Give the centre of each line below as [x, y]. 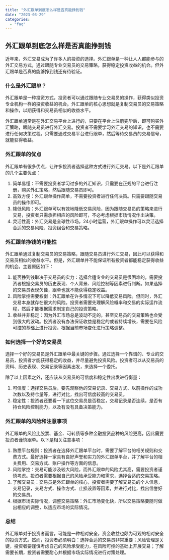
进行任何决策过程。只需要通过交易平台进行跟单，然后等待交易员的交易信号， [84, 134]
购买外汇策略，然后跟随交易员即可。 [59, 189]
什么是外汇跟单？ [26, 85]
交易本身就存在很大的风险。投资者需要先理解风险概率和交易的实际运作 [85, 302]
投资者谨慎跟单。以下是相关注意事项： [45, 439]
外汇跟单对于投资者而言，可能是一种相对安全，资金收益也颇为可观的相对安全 [84, 533]
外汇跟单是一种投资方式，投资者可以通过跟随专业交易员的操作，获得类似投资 [84, 98]
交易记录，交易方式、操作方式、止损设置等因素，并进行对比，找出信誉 [85, 488]
